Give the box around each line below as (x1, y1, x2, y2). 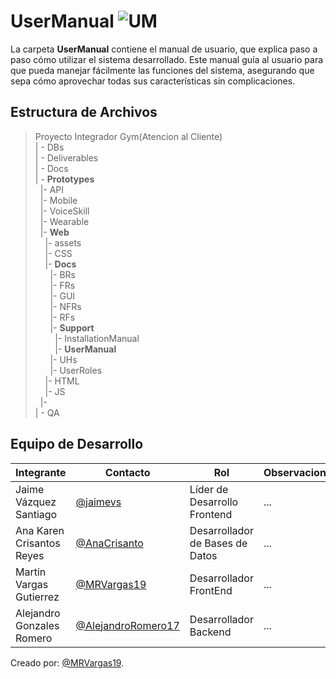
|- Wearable (39, 215, 90, 227)
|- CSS (44, 247, 73, 259)
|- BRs (49, 268, 77, 280)
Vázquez (15, 495, 57, 509)
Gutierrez (15, 590, 60, 604)
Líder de (189, 482, 229, 496)
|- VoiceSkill (39, 205, 90, 217)
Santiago (15, 507, 58, 521)
